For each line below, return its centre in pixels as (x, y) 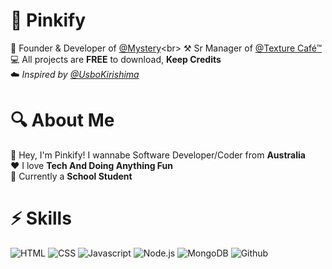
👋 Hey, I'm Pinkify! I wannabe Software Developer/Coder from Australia (158, 155)
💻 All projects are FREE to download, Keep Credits (116, 59)
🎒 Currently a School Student (71, 176)
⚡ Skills (41, 218)
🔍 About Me (62, 120)
